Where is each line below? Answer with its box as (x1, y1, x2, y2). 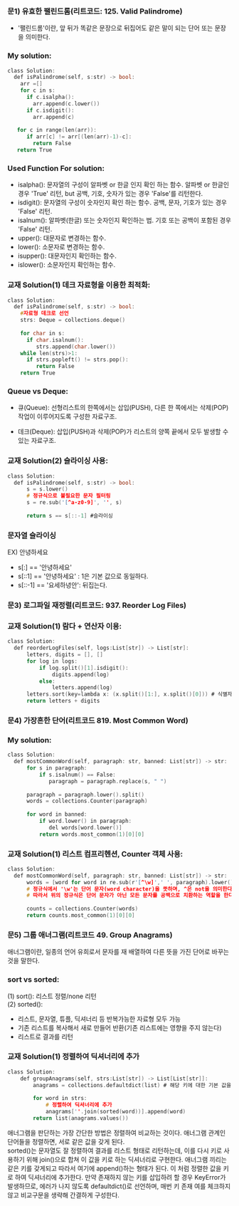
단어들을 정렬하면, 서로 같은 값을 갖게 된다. (7, 1137, 125, 1145)
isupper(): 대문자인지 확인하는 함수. (17, 251, 117, 261)
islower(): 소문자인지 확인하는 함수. (17, 261, 116, 269)
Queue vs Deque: (7, 386, 69, 396)
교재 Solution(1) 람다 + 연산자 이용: (7, 621, 122, 631)
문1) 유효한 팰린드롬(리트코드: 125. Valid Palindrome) (7, 6, 183, 16)
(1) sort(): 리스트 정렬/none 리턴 (7, 992, 97, 1000)
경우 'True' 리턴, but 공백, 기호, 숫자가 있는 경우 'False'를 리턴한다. (17, 189, 203, 198)
